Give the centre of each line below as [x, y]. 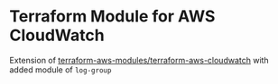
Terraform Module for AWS [112, 17]
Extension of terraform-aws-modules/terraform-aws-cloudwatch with [139, 60]
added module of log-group [60, 70]
